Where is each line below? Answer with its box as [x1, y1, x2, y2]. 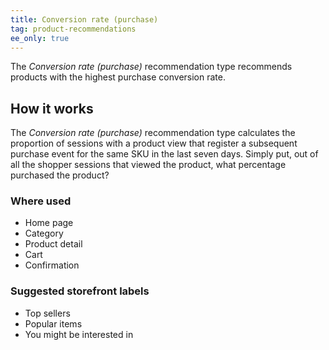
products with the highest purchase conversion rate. [10, 71, 226, 83]
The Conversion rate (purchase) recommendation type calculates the [10, 127, 296, 139]
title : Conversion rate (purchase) [10, 14, 159, 25]
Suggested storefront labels [10, 284, 150, 298]
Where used [10, 194, 72, 208]
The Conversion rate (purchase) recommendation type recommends [10, 61, 293, 73]
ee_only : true [10, 33, 70, 43]
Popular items [24, 317, 83, 330]
